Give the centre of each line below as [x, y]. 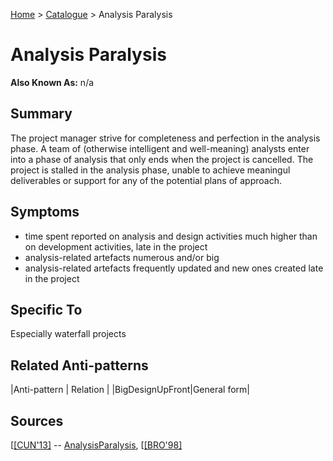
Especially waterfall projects [68, 334]
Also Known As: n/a [52, 82]
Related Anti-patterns [79, 365]
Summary [41, 114]
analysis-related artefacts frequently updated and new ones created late [174, 268]
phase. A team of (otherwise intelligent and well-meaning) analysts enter [160, 148]
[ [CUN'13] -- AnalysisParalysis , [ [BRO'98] [96, 445]
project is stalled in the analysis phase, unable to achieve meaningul [150, 170]
